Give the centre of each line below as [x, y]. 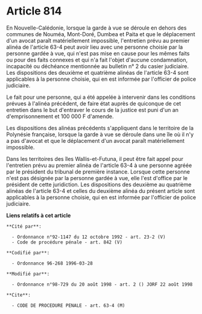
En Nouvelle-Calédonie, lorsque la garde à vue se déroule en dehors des [96, 28]
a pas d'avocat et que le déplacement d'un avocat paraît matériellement [96, 140]
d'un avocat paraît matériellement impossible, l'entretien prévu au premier [98, 40]
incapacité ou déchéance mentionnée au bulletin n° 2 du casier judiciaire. [97, 66]
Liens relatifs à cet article [39, 215]
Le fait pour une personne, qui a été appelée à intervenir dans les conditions [101, 97]
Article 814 [34, 11]
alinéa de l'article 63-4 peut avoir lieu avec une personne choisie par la [95, 47]
